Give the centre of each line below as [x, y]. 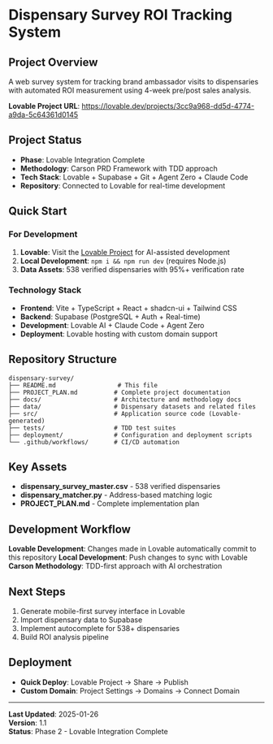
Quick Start [38, 212]
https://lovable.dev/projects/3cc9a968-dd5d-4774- [168, 106]
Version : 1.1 [28, 722]
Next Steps [37, 592]
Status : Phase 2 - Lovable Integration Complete [88, 731]
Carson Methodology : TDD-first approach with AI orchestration [115, 566]
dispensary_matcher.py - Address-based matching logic [116, 495]
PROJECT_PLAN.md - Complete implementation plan [110, 504]
